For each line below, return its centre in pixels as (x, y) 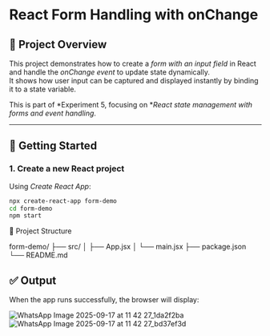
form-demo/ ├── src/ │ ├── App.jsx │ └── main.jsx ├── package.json (128, 247)
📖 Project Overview (58, 45)
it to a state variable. (43, 89)
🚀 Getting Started (53, 146)
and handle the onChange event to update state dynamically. (110, 72)
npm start (26, 216)
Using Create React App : (50, 186)
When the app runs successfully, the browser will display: (104, 300)
